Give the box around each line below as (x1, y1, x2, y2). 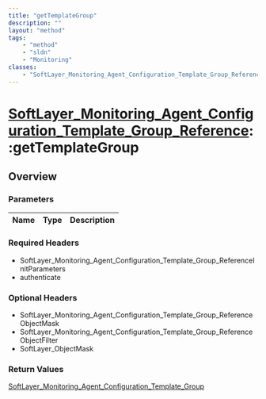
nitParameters (19, 263, 66, 274)
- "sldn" (22, 48, 51, 56)
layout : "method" (8, 26, 66, 34)
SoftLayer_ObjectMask (19, 344, 93, 354)
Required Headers (8, 237, 79, 248)
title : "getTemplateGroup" (8, 11, 97, 20)
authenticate (19, 272, 61, 282)
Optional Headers (8, 292, 78, 303)
